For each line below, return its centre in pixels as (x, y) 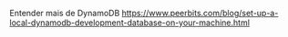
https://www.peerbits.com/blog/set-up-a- (200, 13)
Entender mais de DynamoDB (65, 13)
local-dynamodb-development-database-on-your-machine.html (130, 23)
